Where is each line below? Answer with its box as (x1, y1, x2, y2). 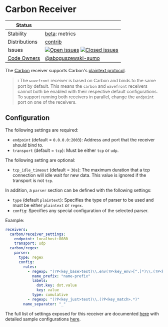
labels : (31, 278, 48, 283)
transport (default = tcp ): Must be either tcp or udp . (12, 147, 119, 153)
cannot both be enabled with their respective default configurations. (17, 88, 158, 94)
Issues (7, 46, 23, 53)
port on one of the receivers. (17, 99, 76, 105)
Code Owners (7, 54, 40, 61)
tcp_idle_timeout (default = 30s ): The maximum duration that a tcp (12, 167, 150, 173)
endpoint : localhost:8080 (14, 236, 68, 241)
